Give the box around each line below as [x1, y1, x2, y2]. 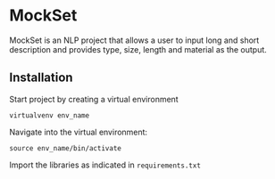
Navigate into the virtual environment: [9, 126, 148, 137]
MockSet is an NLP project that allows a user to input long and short [9, 35, 260, 45]
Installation [9, 70, 73, 85]
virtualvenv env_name [9, 110, 90, 120]
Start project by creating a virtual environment [9, 94, 179, 104]
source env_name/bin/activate [9, 143, 122, 152]
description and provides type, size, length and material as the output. [9, 44, 268, 54]
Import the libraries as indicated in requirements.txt [9, 159, 201, 170]
